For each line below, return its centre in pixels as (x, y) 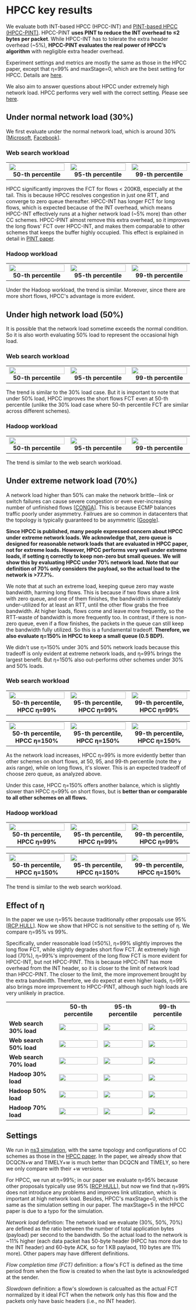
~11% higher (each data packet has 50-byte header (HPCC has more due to (97, 1241)
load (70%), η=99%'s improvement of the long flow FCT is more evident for (97, 955)
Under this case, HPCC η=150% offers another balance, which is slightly (93, 785)
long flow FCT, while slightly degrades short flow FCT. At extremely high (93, 949)
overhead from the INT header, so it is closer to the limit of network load (93, 968)
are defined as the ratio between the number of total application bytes (90, 1228)
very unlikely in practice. (36, 993)
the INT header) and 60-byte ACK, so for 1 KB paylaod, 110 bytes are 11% (94, 1247)
